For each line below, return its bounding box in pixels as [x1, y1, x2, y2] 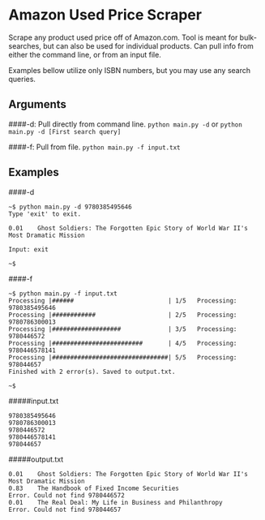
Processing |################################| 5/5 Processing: [8, 353, 237, 362]
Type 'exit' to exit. [8, 209, 82, 218]
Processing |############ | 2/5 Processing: [8, 311, 237, 319]
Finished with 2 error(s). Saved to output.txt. [8, 367, 176, 376]
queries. [8, 74, 36, 84]
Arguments [8, 97, 67, 111]
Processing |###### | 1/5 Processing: [8, 296, 237, 305]
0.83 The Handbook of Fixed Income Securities [8, 484, 180, 492]
